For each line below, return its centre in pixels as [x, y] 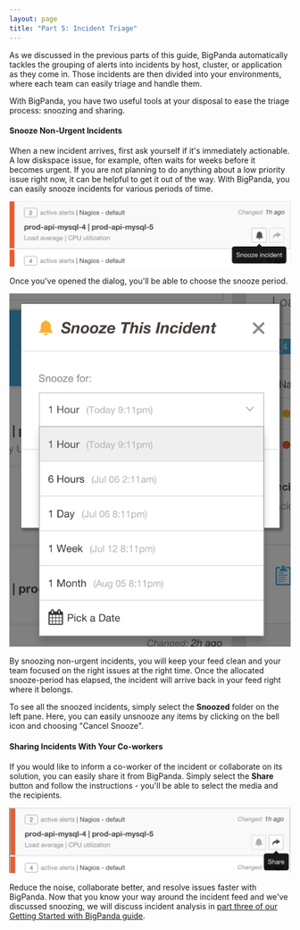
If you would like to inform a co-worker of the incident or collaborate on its [146, 766]
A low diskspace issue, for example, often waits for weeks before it [133, 160]
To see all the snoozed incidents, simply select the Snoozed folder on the [144, 707]
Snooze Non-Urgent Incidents [66, 131]
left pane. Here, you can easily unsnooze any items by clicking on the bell [144, 716]
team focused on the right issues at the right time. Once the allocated [137, 671]
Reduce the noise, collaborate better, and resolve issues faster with [133, 887]
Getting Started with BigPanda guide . [77, 916]
